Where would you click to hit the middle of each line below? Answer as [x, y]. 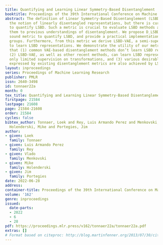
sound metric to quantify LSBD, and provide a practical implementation [84, 37]
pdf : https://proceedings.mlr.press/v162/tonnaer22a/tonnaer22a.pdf [76, 226]
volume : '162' [19, 195]
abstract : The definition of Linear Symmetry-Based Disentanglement [76, 18]
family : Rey [22, 149]
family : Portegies [28, 177]
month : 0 [14, 91]
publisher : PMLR [21, 77]
